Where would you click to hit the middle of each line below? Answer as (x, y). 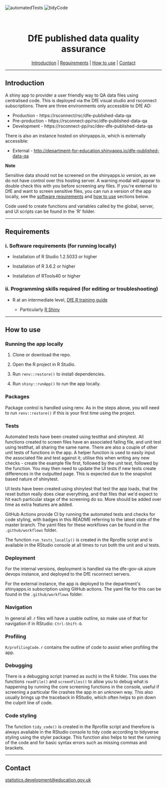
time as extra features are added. (39, 505)
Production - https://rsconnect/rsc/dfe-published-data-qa (72, 115)
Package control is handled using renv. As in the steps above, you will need (82, 407)
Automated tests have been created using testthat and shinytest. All (75, 437)
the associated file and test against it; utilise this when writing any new (78, 458)
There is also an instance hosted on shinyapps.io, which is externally (75, 136)
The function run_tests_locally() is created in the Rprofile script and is (79, 540)
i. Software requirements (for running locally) (61, 246)
